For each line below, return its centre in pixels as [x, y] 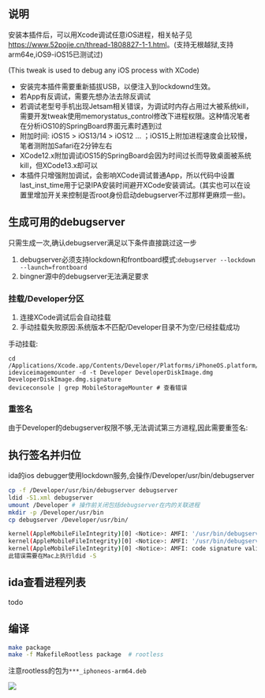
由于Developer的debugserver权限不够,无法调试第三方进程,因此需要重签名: [128, 427]
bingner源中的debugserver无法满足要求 [84, 276]
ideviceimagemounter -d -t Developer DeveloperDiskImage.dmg [111, 372]
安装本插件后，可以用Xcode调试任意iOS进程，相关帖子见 [101, 35]
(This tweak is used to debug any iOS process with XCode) [104, 70]
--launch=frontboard [53, 267]
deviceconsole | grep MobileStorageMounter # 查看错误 [98, 388]
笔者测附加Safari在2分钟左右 [66, 145]
